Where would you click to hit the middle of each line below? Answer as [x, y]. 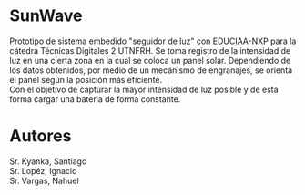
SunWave [46, 16]
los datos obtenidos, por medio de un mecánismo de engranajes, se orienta [151, 70]
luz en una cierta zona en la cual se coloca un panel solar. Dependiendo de [150, 60]
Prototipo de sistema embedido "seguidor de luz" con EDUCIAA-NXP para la [153, 41]
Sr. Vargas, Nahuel [44, 180]
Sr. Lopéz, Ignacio [43, 170]
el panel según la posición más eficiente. [86, 79]
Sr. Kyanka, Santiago [48, 161]
